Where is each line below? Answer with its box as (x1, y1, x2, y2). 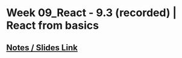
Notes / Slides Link (6, 42, 78, 53)
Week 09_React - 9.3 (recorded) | (6, 6, 177, 20)
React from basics (6, 19, 99, 32)
